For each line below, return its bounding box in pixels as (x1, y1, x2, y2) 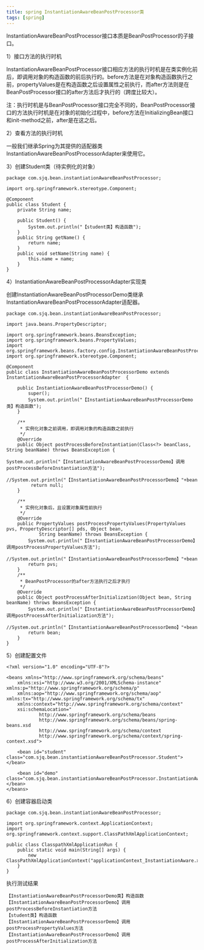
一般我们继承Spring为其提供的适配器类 (6, 142, 103, 150)
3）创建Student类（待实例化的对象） (6, 162, 99, 170)
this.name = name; (28, 256, 75, 262)
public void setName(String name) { (17, 250, 110, 256)
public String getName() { (17, 235, 86, 241)
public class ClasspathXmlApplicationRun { (6, 841, 118, 848)
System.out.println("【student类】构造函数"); (28, 224, 141, 230)
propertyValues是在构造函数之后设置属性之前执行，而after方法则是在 (16, 80, 189, 88)
